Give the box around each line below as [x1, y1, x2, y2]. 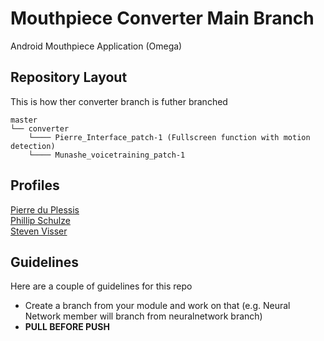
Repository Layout [10, 69, 128, 86]
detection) [10, 141, 56, 151]
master [10, 115, 38, 125]
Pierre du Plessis [10, 203, 80, 216]
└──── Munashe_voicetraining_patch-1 [28, 150, 186, 160]
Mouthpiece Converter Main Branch [10, 7, 315, 30]
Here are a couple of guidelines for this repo [10, 280, 193, 292]
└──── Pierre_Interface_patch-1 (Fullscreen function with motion [28, 132, 311, 142]
